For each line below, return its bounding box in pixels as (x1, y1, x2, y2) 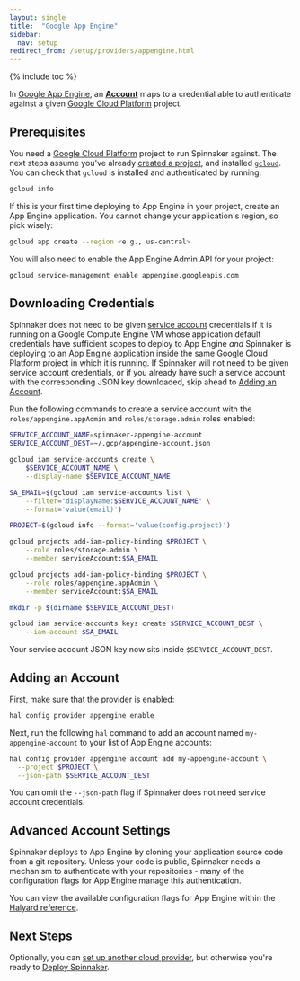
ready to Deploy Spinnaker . (9, 962, 110, 973)
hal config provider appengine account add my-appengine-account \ (9, 754, 268, 764)
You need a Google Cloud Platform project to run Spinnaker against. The (9, 147, 277, 158)
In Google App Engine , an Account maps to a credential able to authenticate (9, 89, 292, 100)
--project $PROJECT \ (17, 763, 99, 772)
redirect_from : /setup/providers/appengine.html (9, 47, 195, 56)
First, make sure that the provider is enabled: (9, 694, 175, 704)
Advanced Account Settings (9, 823, 171, 838)
